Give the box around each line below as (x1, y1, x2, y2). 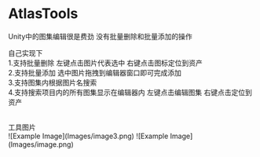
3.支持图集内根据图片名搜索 (8, 78, 97, 87)
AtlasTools (8, 5, 79, 23)
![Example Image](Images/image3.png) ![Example (8, 131, 169, 141)
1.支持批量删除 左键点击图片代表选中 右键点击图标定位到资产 (8, 58, 203, 68)
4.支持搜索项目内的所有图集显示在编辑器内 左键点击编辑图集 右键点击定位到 (8, 87, 253, 97)
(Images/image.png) (8, 139, 75, 149)
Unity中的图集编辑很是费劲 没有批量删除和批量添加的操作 (8, 31, 192, 41)
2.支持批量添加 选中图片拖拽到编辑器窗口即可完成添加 (8, 68, 182, 77)
